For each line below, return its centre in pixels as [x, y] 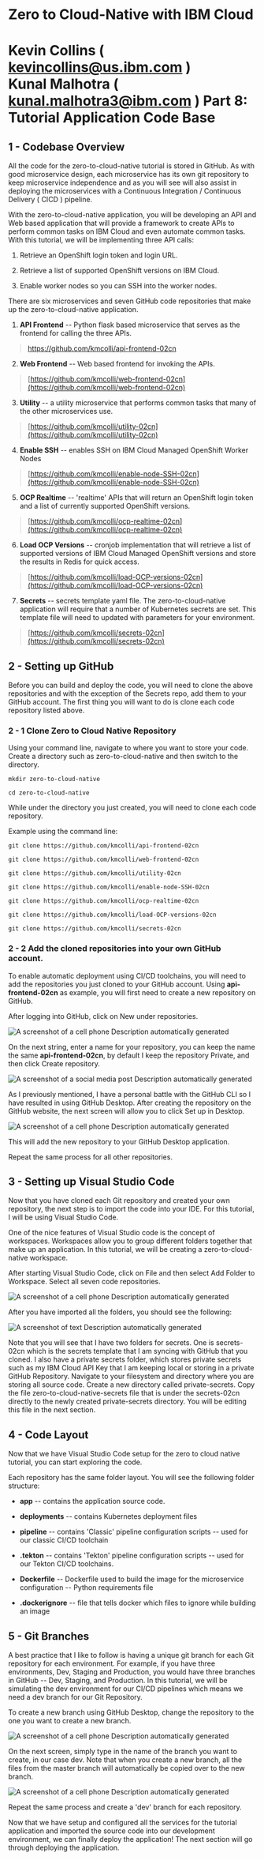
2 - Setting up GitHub [61, 666]
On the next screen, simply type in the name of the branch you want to [123, 1752]
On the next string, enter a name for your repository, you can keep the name [132, 1046]
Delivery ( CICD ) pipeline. [50, 200]
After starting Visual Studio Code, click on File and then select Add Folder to [132, 1273]
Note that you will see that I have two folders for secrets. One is [111, 1343]
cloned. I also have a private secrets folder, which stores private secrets [125, 1359]
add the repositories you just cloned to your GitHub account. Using [117, 984]
